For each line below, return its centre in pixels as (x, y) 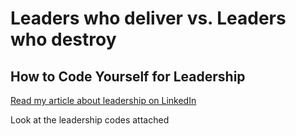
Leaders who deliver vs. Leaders (148, 18)
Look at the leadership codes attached (90, 120)
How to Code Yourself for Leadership (128, 76)
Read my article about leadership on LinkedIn (103, 100)
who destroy (63, 39)
